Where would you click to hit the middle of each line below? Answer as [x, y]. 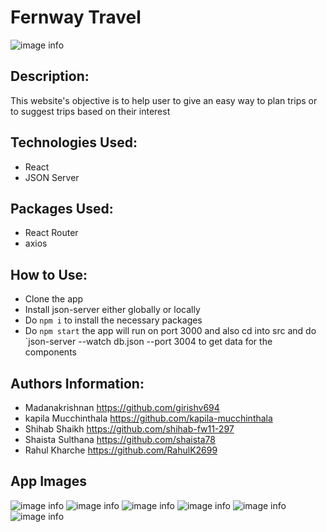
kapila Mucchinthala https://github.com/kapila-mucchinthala [148, 418]
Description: [50, 76]
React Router [51, 233]
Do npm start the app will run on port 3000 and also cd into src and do [170, 331]
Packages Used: [62, 208]
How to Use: [49, 274]
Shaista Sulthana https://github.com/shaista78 [120, 439]
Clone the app [54, 299]
